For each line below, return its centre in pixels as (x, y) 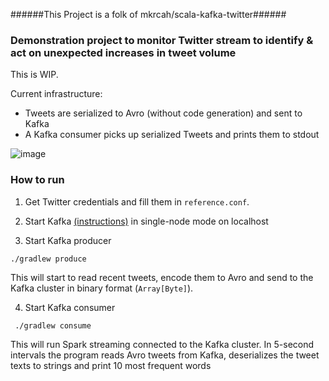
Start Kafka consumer (70, 307)
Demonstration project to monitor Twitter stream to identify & (162, 40)
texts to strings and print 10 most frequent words (111, 365)
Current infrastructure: (56, 94)
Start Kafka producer (68, 240)
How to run (37, 180)
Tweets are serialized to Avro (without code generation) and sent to (163, 113)
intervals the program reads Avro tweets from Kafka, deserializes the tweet (165, 355)
